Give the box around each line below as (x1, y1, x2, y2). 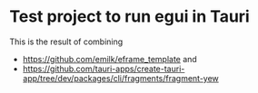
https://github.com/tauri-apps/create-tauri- (22, 63, 185, 74)
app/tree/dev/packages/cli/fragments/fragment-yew (22, 72, 220, 83)
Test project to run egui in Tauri (9, 6, 250, 27)
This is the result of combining (9, 36, 124, 47)
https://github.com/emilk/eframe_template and (22, 53, 197, 64)
